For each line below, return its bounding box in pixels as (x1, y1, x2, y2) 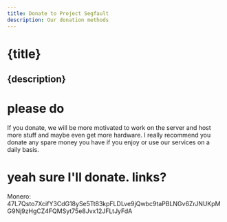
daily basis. (7, 146, 39, 154)
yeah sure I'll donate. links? (7, 170, 167, 186)
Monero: (7, 192, 31, 200)
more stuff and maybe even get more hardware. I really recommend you (7, 131, 211, 140)
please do (7, 101, 65, 117)
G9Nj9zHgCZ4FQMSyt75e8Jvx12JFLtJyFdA (7, 207, 133, 215)
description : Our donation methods (7, 16, 109, 23)
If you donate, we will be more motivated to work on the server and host (7, 124, 211, 132)
